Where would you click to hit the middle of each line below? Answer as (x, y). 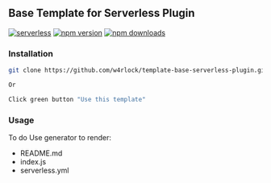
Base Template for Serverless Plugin (102, 13)
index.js (33, 162)
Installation (31, 53)
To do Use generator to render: (60, 138)
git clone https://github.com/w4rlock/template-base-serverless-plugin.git (138, 71)
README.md (41, 153)
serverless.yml (44, 171)
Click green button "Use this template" (77, 99)
